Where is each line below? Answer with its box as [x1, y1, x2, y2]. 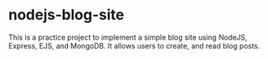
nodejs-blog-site [8, 6, 125, 24]
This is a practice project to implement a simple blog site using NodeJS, [8, 32, 248, 42]
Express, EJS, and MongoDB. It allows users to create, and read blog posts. [8, 40, 261, 50]
